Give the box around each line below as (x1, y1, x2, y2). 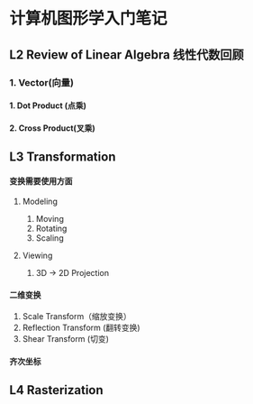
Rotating (35, 223, 68, 234)
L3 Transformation (9, 150, 116, 165)
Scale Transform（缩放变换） (22, 311, 132, 322)
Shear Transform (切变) (22, 334, 110, 344)
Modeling (22, 196, 59, 207)
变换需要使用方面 (9, 175, 73, 186)
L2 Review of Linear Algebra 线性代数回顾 (9, 47, 245, 62)
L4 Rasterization (9, 382, 104, 398)
